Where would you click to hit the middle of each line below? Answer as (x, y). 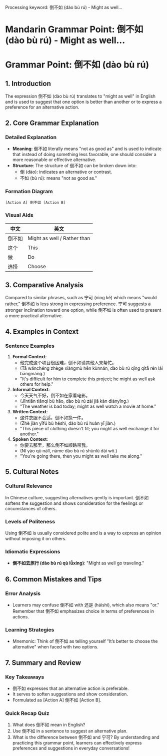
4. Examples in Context (42, 331)
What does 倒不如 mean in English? (49, 725)
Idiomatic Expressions (33, 551)
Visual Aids (19, 215)
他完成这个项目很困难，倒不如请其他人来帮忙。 (68, 362)
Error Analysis (23, 593)
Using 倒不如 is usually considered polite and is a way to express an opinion (83, 533)
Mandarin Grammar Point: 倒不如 (74, 30)
